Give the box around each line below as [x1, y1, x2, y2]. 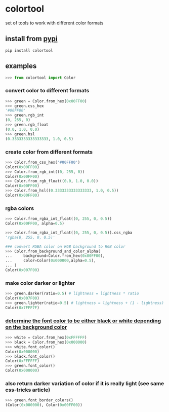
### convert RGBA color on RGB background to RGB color [5, 244, 125, 249]
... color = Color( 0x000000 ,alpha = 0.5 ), [5, 258, 96, 264]
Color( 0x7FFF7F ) [5, 305, 39, 310]
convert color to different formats [5, 87, 90, 94]
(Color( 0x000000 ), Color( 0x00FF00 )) [5, 402, 82, 408]
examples [5, 62, 37, 70]
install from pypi [5, 34, 58, 43]
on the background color [5, 323, 67, 330]
